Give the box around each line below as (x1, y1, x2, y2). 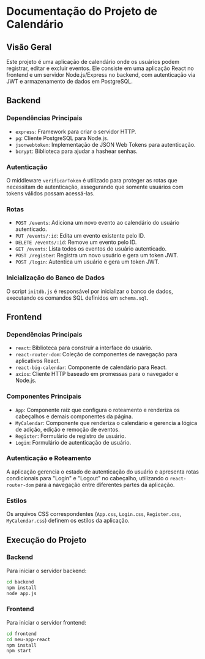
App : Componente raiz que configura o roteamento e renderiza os (15, 406, 180, 413)
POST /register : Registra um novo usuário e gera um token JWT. (15, 252, 179, 259)
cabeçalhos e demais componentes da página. (15, 413, 133, 420)
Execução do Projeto (6, 534, 87, 545)
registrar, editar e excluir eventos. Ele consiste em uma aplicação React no (6, 64, 194, 72)
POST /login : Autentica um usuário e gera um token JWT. (15, 258, 160, 265)
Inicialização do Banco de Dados (6, 273, 105, 282)
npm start (6, 648, 32, 654)
